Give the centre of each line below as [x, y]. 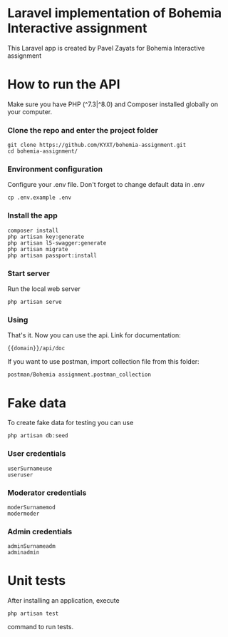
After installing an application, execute [63, 601]
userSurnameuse [30, 469]
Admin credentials [40, 531]
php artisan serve [35, 302]
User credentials [37, 454]
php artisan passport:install [52, 255]
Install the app [33, 215]
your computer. [30, 111]
